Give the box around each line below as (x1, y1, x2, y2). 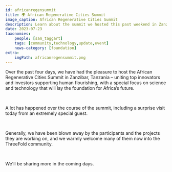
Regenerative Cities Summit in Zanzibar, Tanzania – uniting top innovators (5, 75, 160, 81)
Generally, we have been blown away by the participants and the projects (5, 130, 160, 136)
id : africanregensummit (5, 7, 56, 13)
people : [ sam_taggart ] (14, 36, 63, 41)
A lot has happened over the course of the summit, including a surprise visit (5, 105, 165, 111)
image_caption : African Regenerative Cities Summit (5, 17, 118, 22)
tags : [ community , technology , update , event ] (14, 41, 109, 46)
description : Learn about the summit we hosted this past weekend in (5, 21, 157, 27)
